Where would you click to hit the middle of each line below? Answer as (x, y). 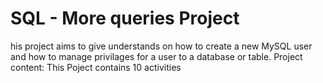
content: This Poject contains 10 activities (96, 67)
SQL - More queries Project (125, 18)
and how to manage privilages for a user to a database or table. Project (156, 56)
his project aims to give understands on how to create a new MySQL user (161, 46)
